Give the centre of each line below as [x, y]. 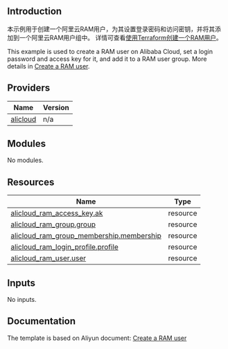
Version [56, 107]
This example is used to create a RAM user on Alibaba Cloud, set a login [110, 51]
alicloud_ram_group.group [53, 224]
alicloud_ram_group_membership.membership [86, 236]
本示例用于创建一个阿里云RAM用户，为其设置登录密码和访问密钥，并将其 [111, 29]
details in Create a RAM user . [49, 66]
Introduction [35, 11]
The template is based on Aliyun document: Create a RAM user [97, 338]
